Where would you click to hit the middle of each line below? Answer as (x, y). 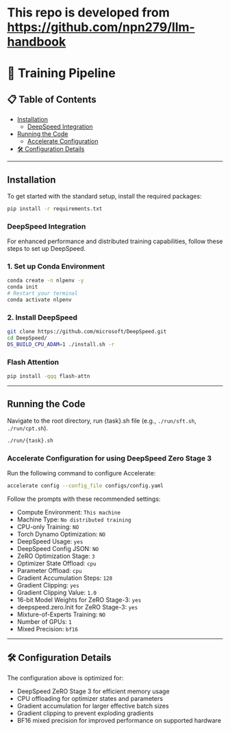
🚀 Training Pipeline (62, 73)
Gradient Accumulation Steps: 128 (65, 578)
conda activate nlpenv (39, 300)
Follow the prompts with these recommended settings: (84, 499)
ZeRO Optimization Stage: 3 (56, 556)
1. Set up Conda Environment (56, 267)
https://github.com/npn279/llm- (101, 27)
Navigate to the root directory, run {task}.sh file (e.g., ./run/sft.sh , (102, 420)
